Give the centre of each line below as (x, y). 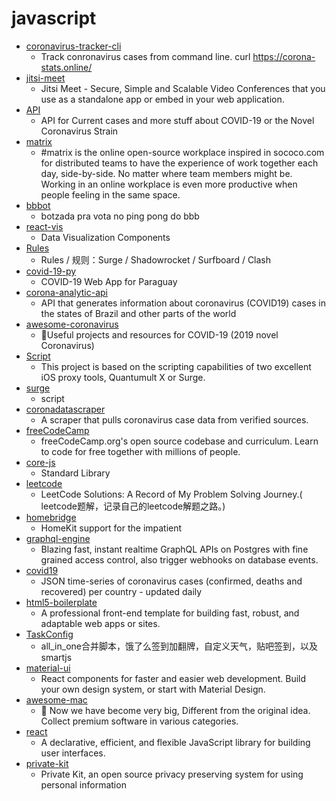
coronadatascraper (65, 409)
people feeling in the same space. (110, 194)
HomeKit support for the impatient (111, 528)
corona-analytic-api (66, 292)
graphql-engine (58, 538)
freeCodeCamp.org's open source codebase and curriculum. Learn (179, 441)
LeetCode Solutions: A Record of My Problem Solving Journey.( (171, 494)
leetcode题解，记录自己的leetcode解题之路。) (133, 506)
